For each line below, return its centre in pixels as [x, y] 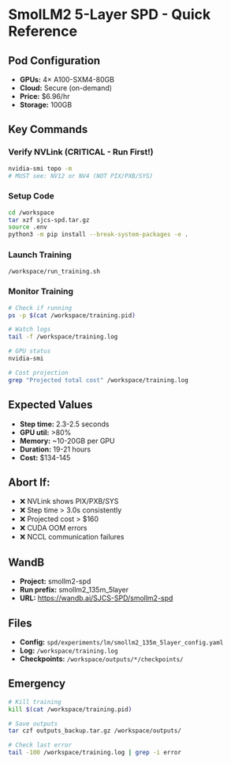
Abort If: [29, 482]
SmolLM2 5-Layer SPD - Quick [110, 15]
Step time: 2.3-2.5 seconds [64, 424]
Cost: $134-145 [45, 457]
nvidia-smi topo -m [40, 168]
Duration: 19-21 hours [55, 449]
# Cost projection [38, 373]
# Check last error [40, 745]
